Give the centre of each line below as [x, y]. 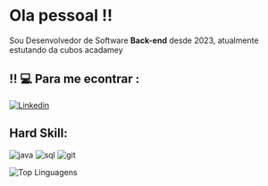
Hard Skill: [39, 134]
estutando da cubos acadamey [66, 49]
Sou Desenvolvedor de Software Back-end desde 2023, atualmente [134, 40]
